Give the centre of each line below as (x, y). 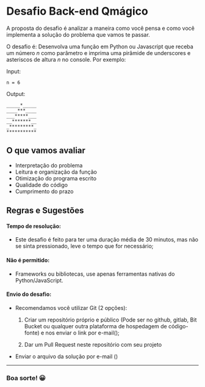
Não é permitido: (28, 260)
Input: (14, 71)
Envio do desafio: (29, 294)
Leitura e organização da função (56, 172)
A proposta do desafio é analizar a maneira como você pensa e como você (101, 28)
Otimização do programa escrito (56, 178)
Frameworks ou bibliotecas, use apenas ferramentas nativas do (95, 274)
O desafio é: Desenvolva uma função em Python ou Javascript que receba (100, 46)
